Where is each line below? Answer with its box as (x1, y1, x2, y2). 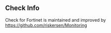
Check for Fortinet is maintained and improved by (5, 17, 106, 23)
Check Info (5, 4, 40, 12)
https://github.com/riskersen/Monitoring (5, 22, 87, 28)
